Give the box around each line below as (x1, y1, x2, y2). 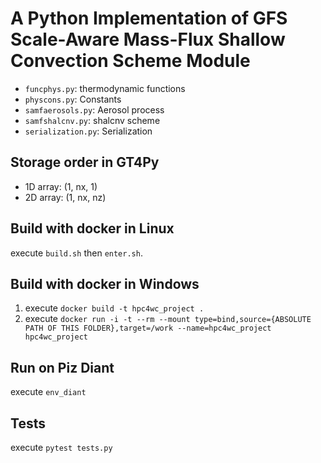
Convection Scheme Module (10, 50, 251, 72)
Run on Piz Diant (10, 359, 115, 376)
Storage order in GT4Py (10, 154, 160, 171)
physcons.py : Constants (24, 93, 122, 105)
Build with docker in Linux (10, 220, 175, 237)
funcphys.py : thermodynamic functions (24, 82, 186, 94)
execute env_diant (10, 386, 87, 398)
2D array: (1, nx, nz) (24, 191, 107, 203)
